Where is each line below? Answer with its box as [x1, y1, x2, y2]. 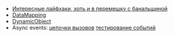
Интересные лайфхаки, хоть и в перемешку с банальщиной [12, 5, 168, 12]
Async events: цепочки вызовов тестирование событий [12, 24, 156, 31]
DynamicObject [12, 18, 51, 24]
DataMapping [12, 11, 47, 18]
